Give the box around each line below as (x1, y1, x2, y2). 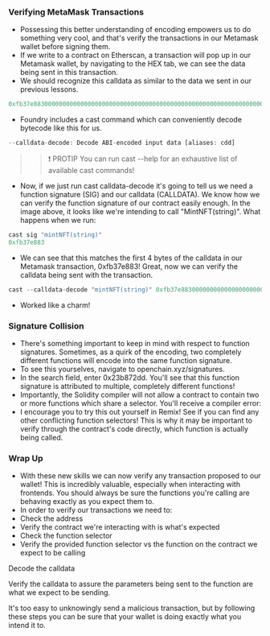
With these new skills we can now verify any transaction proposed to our (19, 471, 261, 481)
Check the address (19, 514, 84, 523)
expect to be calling (19, 548, 86, 558)
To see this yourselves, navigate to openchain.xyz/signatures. (19, 364, 225, 374)
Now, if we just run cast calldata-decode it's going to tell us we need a (19, 181, 253, 191)
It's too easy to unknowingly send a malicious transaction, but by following (8, 603, 256, 613)
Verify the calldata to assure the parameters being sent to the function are (8, 579, 253, 589)
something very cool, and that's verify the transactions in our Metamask (19, 33, 259, 43)
